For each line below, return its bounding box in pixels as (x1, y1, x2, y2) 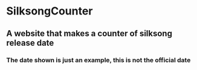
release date (6, 37, 54, 48)
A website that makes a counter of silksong (6, 28, 172, 39)
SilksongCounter (6, 4, 93, 18)
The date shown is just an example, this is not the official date (6, 56, 191, 64)
